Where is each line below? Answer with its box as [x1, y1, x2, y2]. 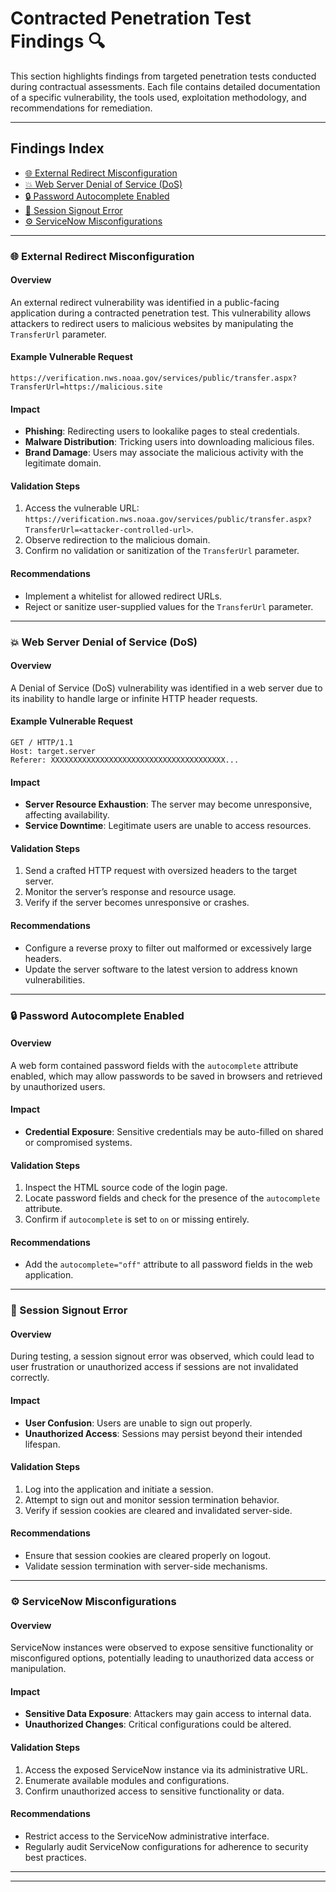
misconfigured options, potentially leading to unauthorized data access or [10, 1652, 315, 1664]
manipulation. [10, 1663, 67, 1675]
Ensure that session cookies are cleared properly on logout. [24, 1550, 272, 1562]
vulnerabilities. [24, 973, 86, 986]
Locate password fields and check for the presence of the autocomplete [24, 1192, 321, 1204]
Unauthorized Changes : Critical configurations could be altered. [24, 1718, 292, 1731]
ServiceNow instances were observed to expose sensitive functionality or [10, 1642, 314, 1654]
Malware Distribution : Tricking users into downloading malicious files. [24, 436, 315, 448]
